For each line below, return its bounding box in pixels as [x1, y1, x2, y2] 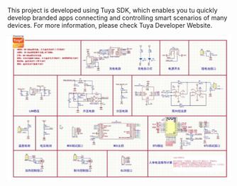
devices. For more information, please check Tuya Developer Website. [7, 21, 213, 29]
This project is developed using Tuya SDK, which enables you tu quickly [7, 6, 218, 14]
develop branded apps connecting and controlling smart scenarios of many [7, 13, 228, 22]
